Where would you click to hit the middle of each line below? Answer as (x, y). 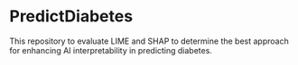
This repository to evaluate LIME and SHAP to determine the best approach (149, 41)
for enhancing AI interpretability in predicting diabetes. (111, 50)
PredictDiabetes (71, 16)
